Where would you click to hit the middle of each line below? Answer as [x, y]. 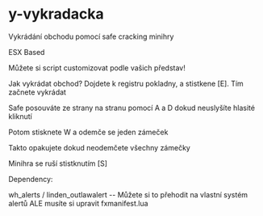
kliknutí [20, 116]
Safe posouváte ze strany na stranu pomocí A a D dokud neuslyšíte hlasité [132, 108]
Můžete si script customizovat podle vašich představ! [97, 68]
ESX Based [27, 52]
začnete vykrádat [38, 92]
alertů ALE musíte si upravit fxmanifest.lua [78, 203]
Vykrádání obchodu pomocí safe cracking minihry [91, 36]
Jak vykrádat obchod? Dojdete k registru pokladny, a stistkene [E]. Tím [126, 83]
